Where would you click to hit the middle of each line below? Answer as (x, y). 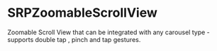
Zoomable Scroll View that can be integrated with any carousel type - (109, 32)
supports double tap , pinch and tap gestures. (74, 39)
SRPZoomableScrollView (82, 13)
